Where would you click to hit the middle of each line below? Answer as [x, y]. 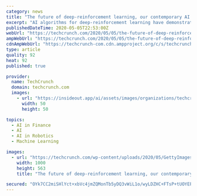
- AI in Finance [31, 125]
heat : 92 [17, 60]
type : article [23, 50]
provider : [18, 77]
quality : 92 [21, 55]
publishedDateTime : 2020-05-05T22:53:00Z [57, 28]
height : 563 [31, 168]
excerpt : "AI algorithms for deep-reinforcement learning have [85, 22]
